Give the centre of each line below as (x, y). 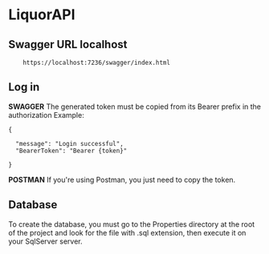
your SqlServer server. (45, 241)
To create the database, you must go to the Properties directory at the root (132, 224)
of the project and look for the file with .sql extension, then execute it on (127, 232)
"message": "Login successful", (70, 143)
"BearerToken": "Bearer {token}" (71, 151)
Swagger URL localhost (68, 44)
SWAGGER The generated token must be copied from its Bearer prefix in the (135, 107)
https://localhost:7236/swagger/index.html (97, 62)
